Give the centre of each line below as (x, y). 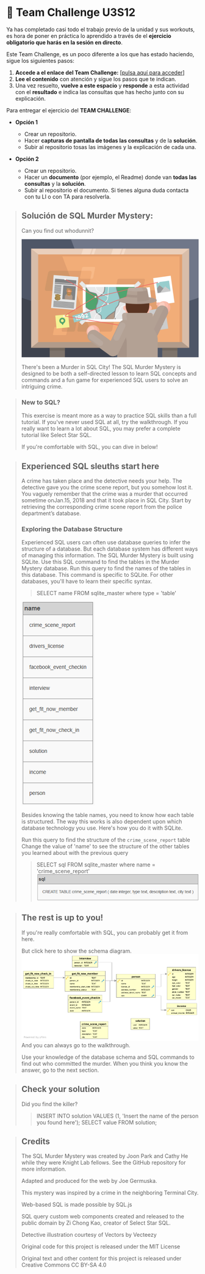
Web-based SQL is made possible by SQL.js (77, 1205)
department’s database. (51, 513)
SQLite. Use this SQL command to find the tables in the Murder (100, 562)
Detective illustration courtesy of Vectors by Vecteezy (89, 1235)
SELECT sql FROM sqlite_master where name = (96, 865)
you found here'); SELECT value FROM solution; (97, 1122)
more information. (44, 1169)
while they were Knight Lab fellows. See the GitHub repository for (103, 1163)
